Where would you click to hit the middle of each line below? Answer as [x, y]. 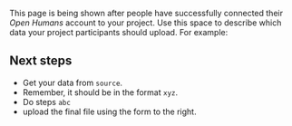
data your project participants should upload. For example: [119, 32]
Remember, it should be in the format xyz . [100, 92]
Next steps [41, 61]
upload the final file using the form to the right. [109, 111]
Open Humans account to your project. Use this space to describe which [146, 23]
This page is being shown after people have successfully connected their [146, 13]
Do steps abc [46, 102]
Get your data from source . [73, 82]
